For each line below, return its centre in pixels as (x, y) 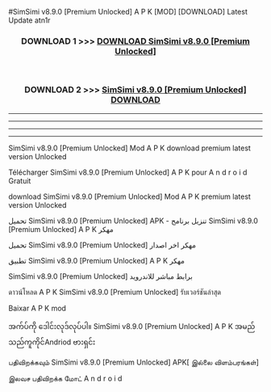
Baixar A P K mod (38, 308)
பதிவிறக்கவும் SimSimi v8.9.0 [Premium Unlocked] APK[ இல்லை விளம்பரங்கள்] (134, 362)
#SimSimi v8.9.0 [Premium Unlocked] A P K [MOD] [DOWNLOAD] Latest (128, 12)
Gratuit (20, 180)
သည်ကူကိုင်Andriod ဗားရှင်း (52, 342)
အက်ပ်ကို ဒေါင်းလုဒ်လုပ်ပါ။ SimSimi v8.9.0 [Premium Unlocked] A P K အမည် (132, 326)
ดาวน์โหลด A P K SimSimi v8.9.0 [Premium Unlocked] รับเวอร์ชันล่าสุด (115, 292)
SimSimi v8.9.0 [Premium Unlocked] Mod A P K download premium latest (130, 148)
